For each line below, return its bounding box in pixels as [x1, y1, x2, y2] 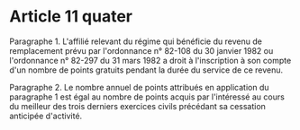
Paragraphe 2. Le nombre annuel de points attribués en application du [9, 82, 269, 92]
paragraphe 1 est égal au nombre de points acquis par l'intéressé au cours [9, 91, 286, 102]
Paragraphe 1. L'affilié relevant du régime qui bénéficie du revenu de [9, 36, 263, 47]
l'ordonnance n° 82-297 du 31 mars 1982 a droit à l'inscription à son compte [9, 55, 292, 65]
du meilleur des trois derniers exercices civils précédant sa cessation [9, 100, 266, 111]
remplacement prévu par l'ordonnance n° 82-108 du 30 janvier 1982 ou [9, 45, 274, 56]
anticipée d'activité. [9, 110, 83, 121]
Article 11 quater [9, 6, 133, 27]
